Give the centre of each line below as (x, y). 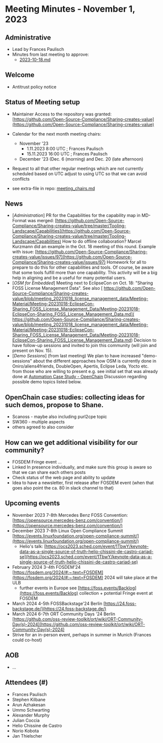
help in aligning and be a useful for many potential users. (69, 278)
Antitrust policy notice (34, 87)
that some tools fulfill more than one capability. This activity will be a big (85, 273)
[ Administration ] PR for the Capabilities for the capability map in (76, 215)
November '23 (34, 143)
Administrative (28, 37)
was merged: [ (42, 221)
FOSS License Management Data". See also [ (57, 288)
